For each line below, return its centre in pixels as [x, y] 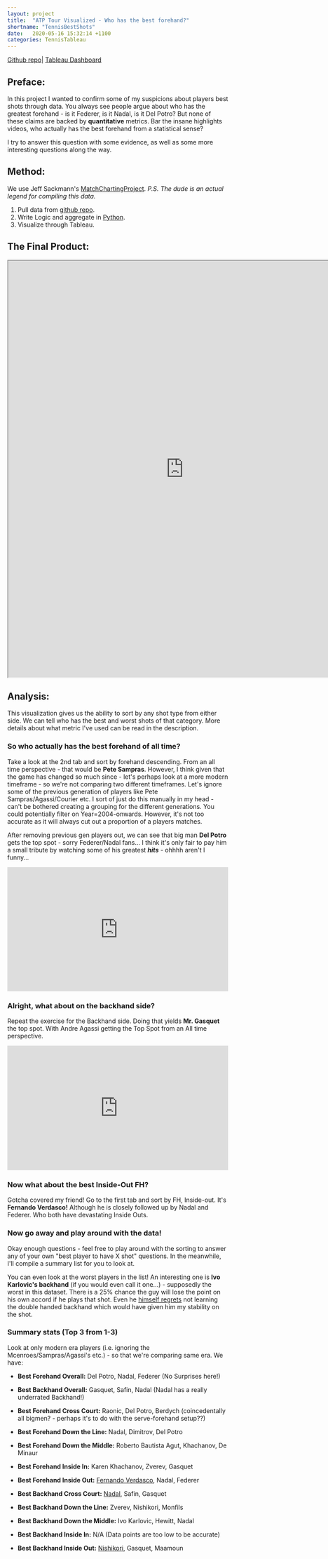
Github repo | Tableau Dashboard [54, 60]
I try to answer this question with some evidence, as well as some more [110, 142]
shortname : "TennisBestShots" [52, 27]
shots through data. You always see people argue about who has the [106, 106]
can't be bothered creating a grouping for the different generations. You [111, 806]
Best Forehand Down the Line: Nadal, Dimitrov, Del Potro [100, 1431]
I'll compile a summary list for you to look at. [71, 1263]
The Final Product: [48, 247]
